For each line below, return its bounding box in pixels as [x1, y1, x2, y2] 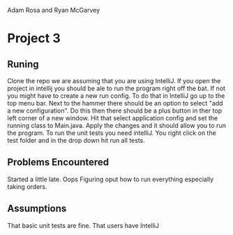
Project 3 [7, 31, 61, 46]
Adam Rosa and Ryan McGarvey [7, 6, 100, 14]
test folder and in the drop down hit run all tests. [7, 136, 145, 144]
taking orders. [7, 182, 47, 191]
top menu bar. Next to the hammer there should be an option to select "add [7, 99, 223, 107]
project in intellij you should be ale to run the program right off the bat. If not [7, 84, 225, 92]
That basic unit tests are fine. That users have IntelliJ [7, 221, 159, 229]
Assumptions [7, 203, 67, 215]
